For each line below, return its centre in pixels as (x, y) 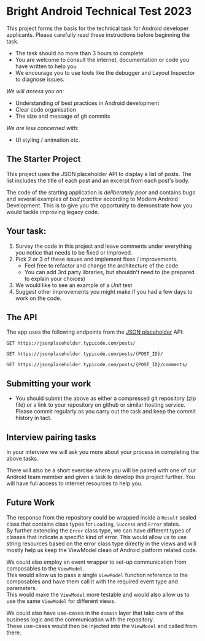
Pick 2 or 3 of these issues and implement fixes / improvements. (96, 259)
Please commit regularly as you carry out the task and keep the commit (106, 412)
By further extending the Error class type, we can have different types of (99, 530)
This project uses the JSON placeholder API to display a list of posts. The (99, 174)
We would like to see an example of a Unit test (74, 285)
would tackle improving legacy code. (53, 212)
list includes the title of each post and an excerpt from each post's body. (98, 180)
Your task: (26, 231)
